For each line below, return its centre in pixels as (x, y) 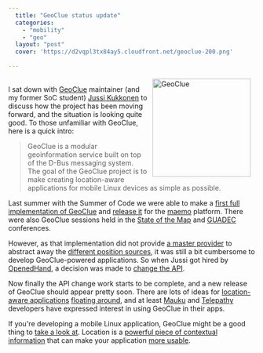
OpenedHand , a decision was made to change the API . (97, 268)
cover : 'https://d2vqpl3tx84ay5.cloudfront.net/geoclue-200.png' (124, 52)
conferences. (29, 228)
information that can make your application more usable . (99, 340)
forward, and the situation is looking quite (75, 114)
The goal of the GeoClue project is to (87, 171)
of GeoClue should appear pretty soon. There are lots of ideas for (114, 292)
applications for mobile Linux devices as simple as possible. (124, 188)
